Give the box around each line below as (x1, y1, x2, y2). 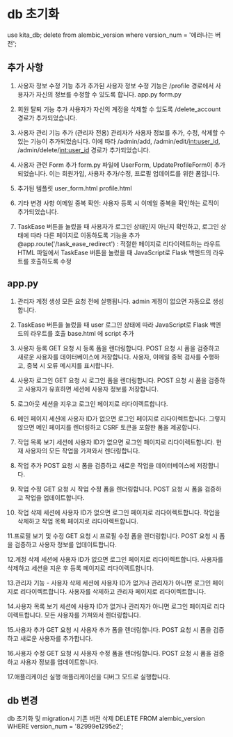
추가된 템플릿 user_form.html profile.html (17, 184, 132, 192)
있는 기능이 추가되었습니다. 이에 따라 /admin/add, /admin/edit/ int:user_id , (17, 137, 220, 145)
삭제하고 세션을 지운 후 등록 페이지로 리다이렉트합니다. (7, 564, 154, 572)
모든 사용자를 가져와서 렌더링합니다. (44, 610, 141, 619)
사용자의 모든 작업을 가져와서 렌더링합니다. (24, 446, 140, 455)
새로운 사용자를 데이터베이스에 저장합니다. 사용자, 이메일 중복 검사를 (17, 353, 202, 361)
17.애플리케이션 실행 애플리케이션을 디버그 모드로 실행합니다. (7, 672, 170, 681)
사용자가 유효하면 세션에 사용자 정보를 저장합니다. (24, 384, 159, 393)
